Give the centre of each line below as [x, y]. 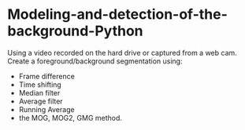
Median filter [39, 92]
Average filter [41, 101]
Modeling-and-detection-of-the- [117, 14]
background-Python [75, 31]
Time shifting [40, 85]
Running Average [47, 109]
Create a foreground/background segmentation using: [95, 61]
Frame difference [47, 76]
